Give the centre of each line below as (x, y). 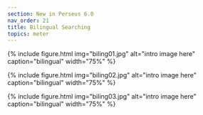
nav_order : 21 (28, 21)
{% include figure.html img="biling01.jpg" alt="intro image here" (101, 54)
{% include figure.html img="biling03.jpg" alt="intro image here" (102, 97)
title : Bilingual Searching (49, 27)
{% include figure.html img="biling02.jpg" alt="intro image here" (102, 75)
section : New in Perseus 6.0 (51, 14)
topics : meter (28, 34)
